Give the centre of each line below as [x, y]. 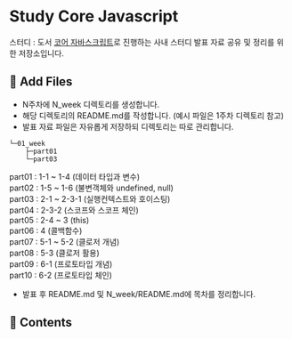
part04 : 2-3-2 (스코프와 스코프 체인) [74, 210]
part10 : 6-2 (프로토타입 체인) [61, 275]
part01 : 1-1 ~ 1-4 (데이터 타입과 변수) [75, 176]
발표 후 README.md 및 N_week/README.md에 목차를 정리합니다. [139, 294]
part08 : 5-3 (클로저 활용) [54, 253]
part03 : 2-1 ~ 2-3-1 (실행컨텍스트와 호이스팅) [90, 198]
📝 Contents [41, 323]
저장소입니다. [41, 53]
